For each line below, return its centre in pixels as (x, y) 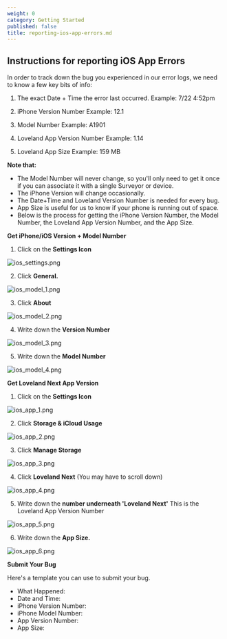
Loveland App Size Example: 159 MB (69, 152)
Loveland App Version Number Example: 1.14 (80, 138)
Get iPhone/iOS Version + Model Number (67, 236)
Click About (34, 303)
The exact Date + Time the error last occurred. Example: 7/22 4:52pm (116, 98)
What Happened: (41, 591)
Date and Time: (39, 599)
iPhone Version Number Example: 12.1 (70, 112)
